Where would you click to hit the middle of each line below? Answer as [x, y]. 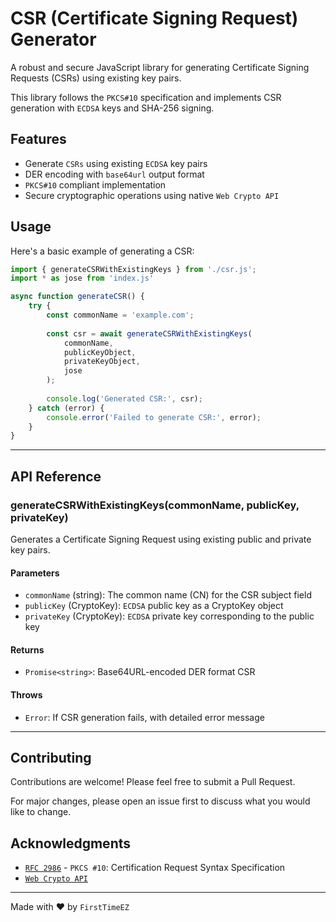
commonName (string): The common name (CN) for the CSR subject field [168, 595]
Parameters [35, 573]
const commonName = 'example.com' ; [120, 315]
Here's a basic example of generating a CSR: [102, 251]
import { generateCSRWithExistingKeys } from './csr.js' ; [133, 269]
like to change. [41, 812]
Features [38, 139]
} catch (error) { [66, 408]
